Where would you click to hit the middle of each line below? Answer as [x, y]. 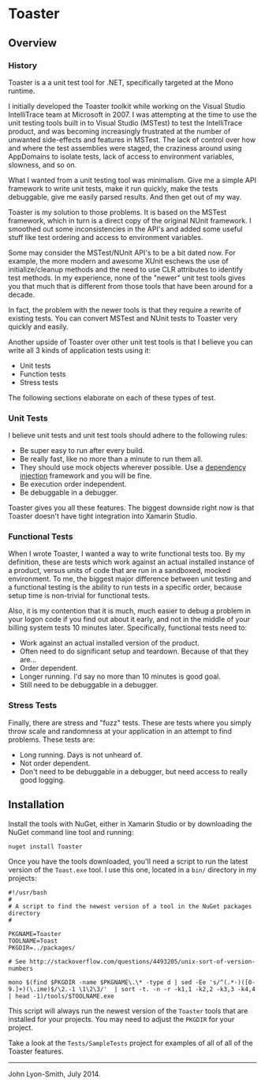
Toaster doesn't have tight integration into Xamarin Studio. [103, 516]
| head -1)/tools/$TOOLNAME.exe [61, 996]
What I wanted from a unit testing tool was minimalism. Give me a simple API [132, 180]
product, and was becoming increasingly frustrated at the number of [119, 131]
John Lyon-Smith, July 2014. [54, 1073]
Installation [36, 805]
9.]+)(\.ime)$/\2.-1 [42, 989]
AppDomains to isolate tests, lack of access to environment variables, [121, 156]
